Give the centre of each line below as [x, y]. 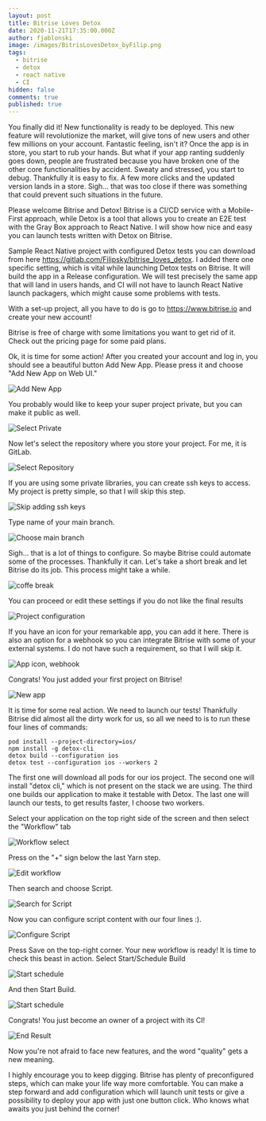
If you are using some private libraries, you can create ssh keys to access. [129, 483]
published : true [35, 104]
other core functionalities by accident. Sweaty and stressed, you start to [126, 170]
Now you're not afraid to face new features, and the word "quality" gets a [128, 1051]
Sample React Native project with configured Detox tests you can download [132, 251]
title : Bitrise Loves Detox [55, 23]
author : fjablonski [40, 38]
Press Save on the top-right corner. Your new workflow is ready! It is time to [132, 950]
